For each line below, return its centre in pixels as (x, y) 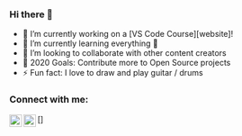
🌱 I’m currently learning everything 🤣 (90, 43)
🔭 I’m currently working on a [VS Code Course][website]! (128, 34)
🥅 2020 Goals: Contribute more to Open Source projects (126, 63)
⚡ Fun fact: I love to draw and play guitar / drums (113, 73)
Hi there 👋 (31, 14)
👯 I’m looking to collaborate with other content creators (124, 53)
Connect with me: (49, 100)
